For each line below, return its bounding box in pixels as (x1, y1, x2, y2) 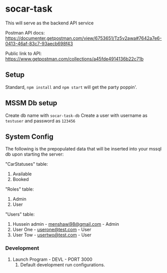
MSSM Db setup (5, 99, 57, 107)
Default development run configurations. (20, 261, 105, 267)
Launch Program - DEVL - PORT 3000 (12, 256, 93, 262)
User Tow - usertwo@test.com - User (12, 232, 91, 238)
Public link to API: (5, 50, 42, 56)
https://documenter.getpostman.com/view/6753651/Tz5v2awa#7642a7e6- (5, 35, 162, 41)
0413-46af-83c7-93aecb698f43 (5, 40, 73, 46)
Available (12, 171, 32, 177)
